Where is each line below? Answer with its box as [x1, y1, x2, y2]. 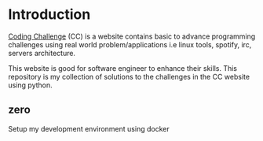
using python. [8, 80, 53, 90]
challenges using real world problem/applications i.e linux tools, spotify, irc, [8, 39, 252, 49]
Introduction [8, 6, 91, 24]
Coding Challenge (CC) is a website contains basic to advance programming [8, 32, 256, 41]
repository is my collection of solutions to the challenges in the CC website [8, 72, 250, 81]
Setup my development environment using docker [8, 124, 170, 133]
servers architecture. [8, 48, 76, 58]
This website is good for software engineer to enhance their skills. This [8, 63, 238, 72]
